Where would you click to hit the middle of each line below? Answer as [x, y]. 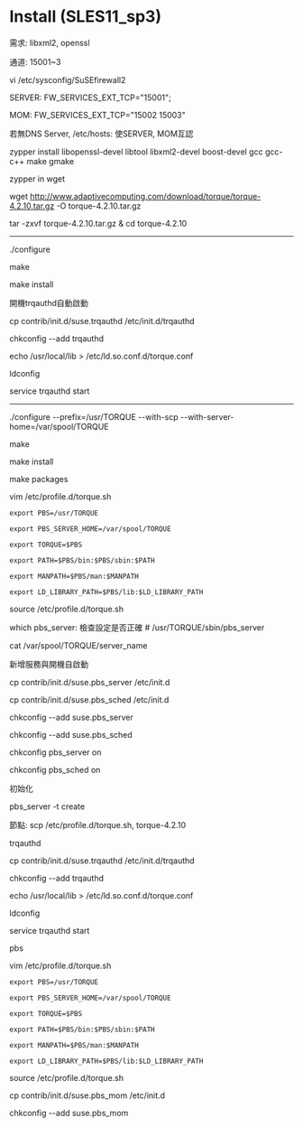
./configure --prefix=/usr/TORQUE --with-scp [94, 416]
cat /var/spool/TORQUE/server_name [78, 645]
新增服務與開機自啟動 [49, 664]
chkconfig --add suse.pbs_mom [69, 1113]
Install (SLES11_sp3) [86, 17]
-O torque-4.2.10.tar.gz [99, 206]
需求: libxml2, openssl [50, 42]
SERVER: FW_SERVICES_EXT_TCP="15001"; [90, 98]
